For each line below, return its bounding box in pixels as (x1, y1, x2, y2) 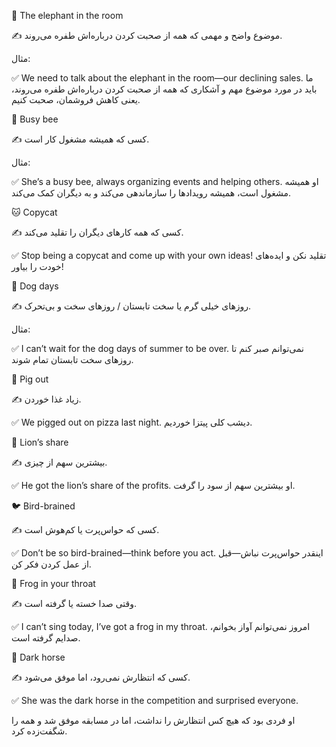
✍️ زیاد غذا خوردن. (11, 393, 82, 405)
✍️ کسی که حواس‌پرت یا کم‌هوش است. (11, 524, 160, 535)
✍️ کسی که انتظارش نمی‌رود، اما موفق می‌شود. (11, 671, 191, 683)
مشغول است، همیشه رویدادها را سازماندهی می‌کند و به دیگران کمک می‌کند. (11, 187, 292, 199)
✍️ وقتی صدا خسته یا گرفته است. (11, 598, 138, 609)
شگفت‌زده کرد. (11, 725, 68, 737)
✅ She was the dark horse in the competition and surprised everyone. (11, 695, 299, 706)
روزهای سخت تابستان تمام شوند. (11, 354, 134, 365)
